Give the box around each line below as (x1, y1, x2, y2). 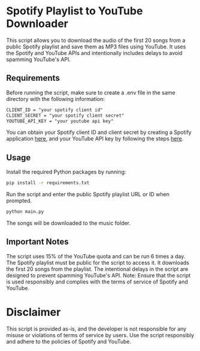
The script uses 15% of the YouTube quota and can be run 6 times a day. (6, 252, 186, 260)
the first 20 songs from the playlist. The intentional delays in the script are (6, 265, 189, 273)
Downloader (6, 17, 69, 30)
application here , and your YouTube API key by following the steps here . (6, 135, 184, 142)
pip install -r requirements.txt (6, 180, 90, 186)
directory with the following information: (6, 95, 105, 102)
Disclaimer (6, 305, 61, 319)
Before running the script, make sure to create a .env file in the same (6, 88, 175, 96)
